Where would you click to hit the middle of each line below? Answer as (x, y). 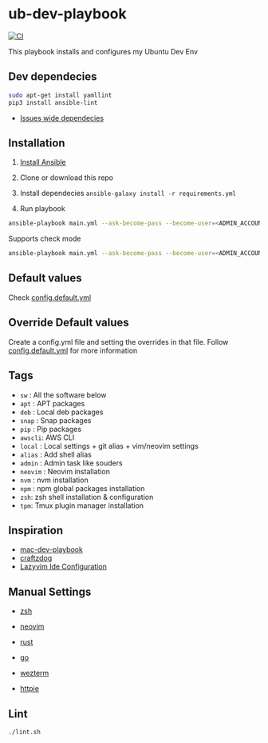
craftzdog (36, 558)
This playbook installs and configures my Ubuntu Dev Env (103, 51)
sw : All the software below (63, 395)
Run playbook (42, 209)
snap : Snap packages (55, 420)
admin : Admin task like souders (71, 463)
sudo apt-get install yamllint (60, 95)
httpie (30, 689)
